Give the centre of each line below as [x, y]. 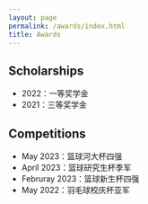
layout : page [33, 18]
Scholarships [46, 71]
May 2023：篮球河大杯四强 [72, 156]
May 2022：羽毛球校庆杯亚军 [76, 190]
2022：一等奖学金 [55, 93]
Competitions [47, 133]
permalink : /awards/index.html [67, 26]
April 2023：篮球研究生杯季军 [76, 168]
